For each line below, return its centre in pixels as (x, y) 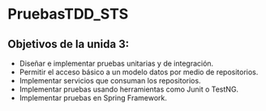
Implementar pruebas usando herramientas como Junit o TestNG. (129, 89)
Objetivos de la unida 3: (69, 44)
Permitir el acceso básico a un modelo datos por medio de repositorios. (139, 72)
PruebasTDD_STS (68, 14)
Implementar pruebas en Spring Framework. (93, 98)
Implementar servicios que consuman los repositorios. (110, 81)
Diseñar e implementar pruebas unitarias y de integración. (116, 63)
